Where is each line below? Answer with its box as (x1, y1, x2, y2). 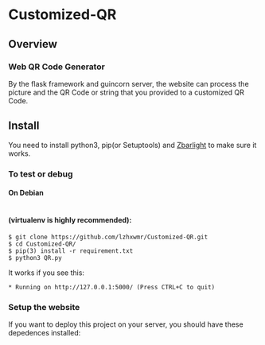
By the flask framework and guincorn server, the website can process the (8, 79, 249, 88)
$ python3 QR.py (8, 254, 62, 262)
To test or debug (8, 169, 73, 180)
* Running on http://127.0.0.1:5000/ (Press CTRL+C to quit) (8, 284, 216, 292)
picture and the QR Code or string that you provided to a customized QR (8, 87, 244, 97)
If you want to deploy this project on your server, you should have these (8, 320, 244, 329)
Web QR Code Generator (8, 61, 105, 72)
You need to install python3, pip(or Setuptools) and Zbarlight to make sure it (8, 140, 257, 149)
